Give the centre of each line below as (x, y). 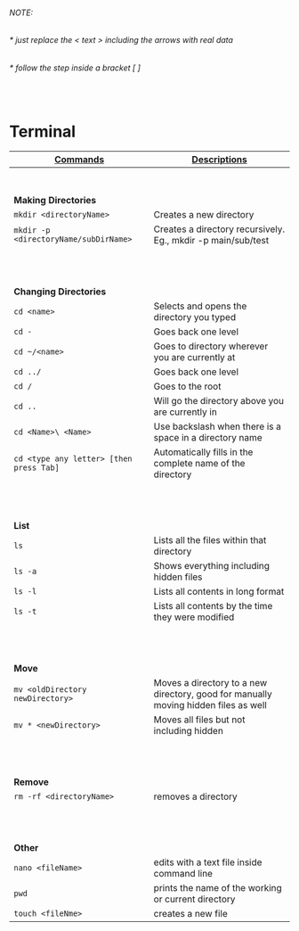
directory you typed (195, 317)
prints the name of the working (218, 888)
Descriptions (219, 160)
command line (183, 874)
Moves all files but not (199, 720)
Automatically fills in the (203, 452)
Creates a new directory (204, 215)
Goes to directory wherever (211, 346)
